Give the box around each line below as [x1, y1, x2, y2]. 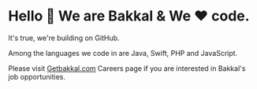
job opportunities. [8, 72, 65, 81]
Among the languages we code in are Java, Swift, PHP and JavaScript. [8, 48, 238, 57]
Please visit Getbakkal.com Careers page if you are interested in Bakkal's [8, 63, 246, 73]
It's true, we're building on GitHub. [8, 33, 120, 43]
